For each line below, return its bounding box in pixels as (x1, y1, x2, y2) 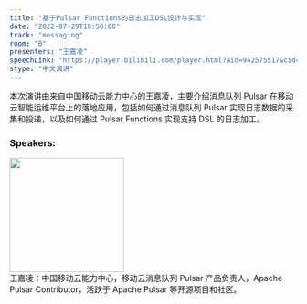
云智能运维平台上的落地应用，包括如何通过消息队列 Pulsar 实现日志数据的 (9, 101, 286, 112)
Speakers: (9, 136, 57, 149)
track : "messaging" (9, 30, 84, 39)
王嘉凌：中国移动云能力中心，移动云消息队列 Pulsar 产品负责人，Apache (9, 273, 283, 284)
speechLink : (9, 56, 55, 65)
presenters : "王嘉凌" (9, 47, 88, 57)
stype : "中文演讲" (9, 65, 75, 74)
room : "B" (9, 38, 48, 48)
